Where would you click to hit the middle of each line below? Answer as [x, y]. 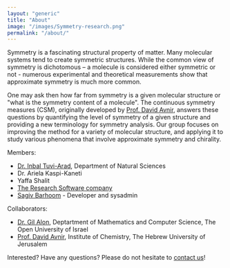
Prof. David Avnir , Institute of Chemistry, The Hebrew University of [111, 237]
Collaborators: [27, 209]
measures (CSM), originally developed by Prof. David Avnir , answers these [113, 110]
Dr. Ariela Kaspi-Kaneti [49, 173]
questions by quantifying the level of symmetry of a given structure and [109, 117]
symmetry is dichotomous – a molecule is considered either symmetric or [112, 67]
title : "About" [29, 20]
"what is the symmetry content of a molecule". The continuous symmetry [111, 103]
